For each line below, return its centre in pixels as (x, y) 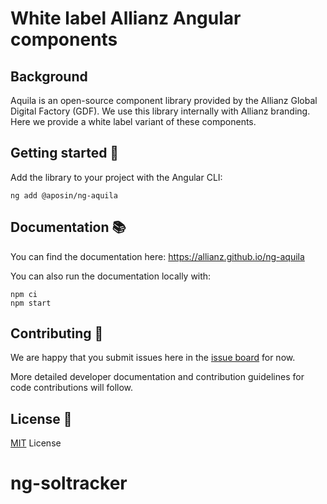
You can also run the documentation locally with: (111, 276)
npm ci (24, 294)
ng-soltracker (69, 483)
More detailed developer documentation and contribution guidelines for (157, 377)
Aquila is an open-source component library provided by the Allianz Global (164, 100)
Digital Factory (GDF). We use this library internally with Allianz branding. (160, 111)
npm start (31, 303)
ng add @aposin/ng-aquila (64, 195)
